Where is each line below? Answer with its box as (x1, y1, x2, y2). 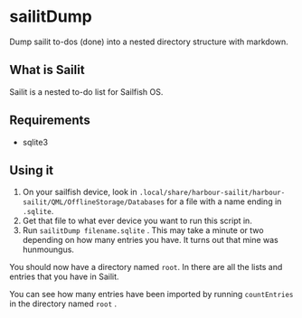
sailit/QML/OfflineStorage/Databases (22, 198, 165, 207)
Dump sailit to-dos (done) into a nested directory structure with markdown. (9, 36, 288, 47)
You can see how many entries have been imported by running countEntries (9, 289, 294, 300)
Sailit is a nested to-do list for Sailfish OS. (9, 86, 164, 97)
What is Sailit (9, 62, 85, 78)
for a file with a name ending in (166, 196, 282, 207)
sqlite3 (22, 136, 48, 147)
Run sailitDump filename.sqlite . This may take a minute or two (22, 225, 264, 236)
